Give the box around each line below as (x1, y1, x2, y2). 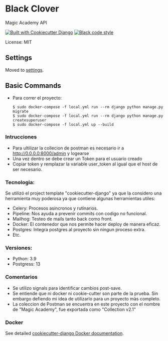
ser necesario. (12, 166, 43, 172)
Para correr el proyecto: (12, 95, 62, 101)
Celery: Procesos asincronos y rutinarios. (12, 205, 98, 211)
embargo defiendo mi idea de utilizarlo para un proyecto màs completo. (12, 295, 161, 301)
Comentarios (5, 274, 38, 281)
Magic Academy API (5, 20, 48, 26)
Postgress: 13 (12, 261, 41, 267)
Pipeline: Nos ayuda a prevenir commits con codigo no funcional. (12, 211, 147, 217)
